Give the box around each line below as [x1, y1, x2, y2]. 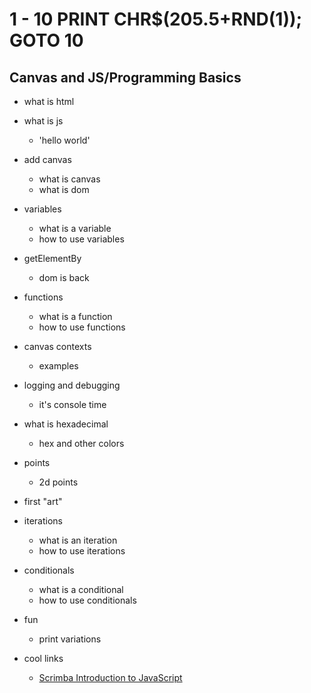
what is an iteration [38, 534, 118, 546]
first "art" [23, 496, 63, 507]
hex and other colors [38, 438, 125, 449]
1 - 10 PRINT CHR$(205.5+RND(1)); [9, 8, 303, 31]
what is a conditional [38, 584, 124, 595]
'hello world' [38, 134, 91, 146]
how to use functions [38, 321, 126, 333]
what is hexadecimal [23, 418, 109, 430]
